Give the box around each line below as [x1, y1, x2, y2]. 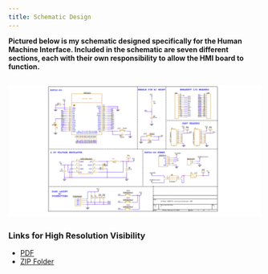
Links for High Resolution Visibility [8, 230, 146, 241]
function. [8, 61, 40, 72]
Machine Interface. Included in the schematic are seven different [8, 44, 229, 54]
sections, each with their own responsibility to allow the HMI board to [8, 53, 245, 63]
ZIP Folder [19, 257, 55, 267]
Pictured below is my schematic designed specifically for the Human [8, 36, 242, 46]
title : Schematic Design [8, 13, 91, 21]
